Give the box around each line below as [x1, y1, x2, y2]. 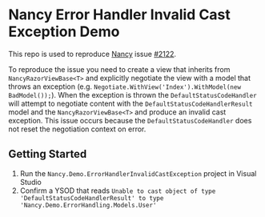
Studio [19, 177, 42, 187]
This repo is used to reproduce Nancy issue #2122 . [8, 49, 177, 58]
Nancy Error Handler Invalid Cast [8, 6, 231, 24]
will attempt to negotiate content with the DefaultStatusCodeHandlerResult [8, 98, 253, 108]
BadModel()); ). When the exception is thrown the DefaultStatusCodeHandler [8, 90, 258, 99]
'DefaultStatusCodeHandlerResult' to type [19, 194, 164, 202]
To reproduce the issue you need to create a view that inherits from [8, 64, 231, 74]
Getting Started [8, 147, 87, 161]
